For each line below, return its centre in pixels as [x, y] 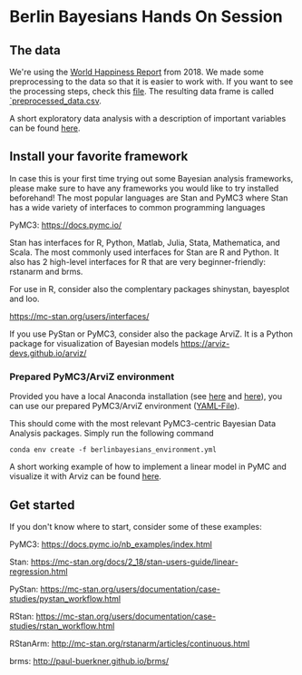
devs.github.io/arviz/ [48, 353]
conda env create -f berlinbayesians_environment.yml [113, 450]
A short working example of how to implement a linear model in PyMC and [148, 467]
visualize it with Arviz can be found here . [85, 476]
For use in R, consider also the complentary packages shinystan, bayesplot [150, 289]
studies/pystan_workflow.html [65, 598]
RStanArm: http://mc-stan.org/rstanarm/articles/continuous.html [130, 643]
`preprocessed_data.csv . [56, 101]
